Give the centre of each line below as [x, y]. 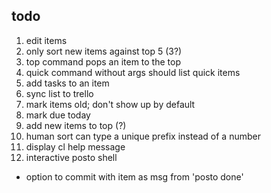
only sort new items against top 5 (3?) [104, 51]
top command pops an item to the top [103, 61]
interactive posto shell [71, 157]
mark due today [58, 115]
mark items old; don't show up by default [110, 104]
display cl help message [75, 146]
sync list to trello [59, 93]
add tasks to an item [67, 83]
